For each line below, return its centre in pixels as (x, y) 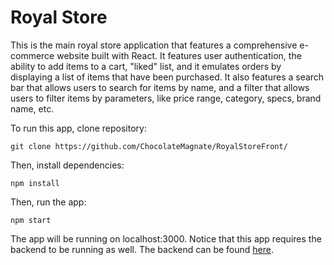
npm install (35, 183)
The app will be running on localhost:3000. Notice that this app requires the (166, 238)
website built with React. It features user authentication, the (179, 55)
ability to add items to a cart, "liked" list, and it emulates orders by (146, 66)
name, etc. (32, 108)
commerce (32, 55)
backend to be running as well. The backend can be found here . (142, 249)
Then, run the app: (48, 202)
